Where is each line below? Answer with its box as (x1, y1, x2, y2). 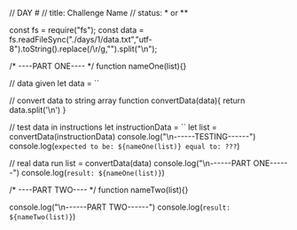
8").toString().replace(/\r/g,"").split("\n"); (9, 44, 158, 54)
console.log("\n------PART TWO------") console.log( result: (9, 202, 231, 212)
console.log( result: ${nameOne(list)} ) (21, 168, 166, 178)
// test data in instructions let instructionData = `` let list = (9, 122, 217, 132)
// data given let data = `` (9, 78, 100, 88)
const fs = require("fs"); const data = (9, 25, 145, 35)
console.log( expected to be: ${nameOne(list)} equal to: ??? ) (9, 141, 240, 151)
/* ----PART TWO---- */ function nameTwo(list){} (9, 185, 189, 194)
